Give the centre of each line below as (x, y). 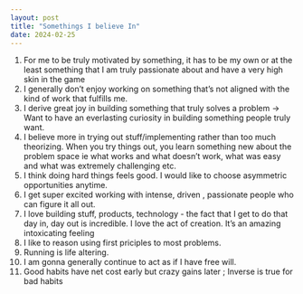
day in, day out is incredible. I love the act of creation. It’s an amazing (152, 223)
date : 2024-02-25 (43, 34)
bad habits (43, 281)
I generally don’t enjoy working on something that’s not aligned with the (156, 89)
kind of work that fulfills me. (76, 99)
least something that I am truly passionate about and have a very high (153, 70)
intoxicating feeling (59, 233)
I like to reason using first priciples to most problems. (122, 243)
